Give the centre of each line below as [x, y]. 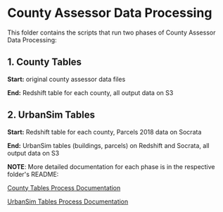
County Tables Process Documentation [64, 187]
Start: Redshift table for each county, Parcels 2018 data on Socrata [104, 132]
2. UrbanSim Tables [51, 115]
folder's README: [33, 174]
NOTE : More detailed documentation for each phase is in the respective [111, 166]
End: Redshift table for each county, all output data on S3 [90, 92]
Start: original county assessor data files [66, 79]
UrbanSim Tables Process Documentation [68, 201]
